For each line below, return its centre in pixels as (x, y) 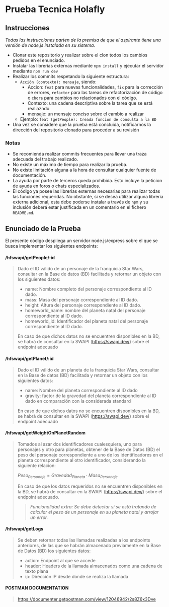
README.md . (23, 213)
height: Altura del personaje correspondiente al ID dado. (83, 305)
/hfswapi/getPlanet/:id (29, 358)
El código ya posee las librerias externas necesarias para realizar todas (86, 191)
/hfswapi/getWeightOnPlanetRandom (46, 433)
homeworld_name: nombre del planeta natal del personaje (85, 311)
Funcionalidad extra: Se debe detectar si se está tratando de (93, 506)
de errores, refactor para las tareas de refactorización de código (95, 92)
